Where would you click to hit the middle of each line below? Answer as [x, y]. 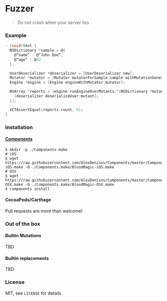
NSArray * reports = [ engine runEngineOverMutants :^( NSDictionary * [81, 92]
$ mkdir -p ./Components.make [37, 150]
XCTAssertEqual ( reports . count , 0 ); [46, 110]
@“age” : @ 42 [28, 60]
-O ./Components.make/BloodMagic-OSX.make [70, 184]
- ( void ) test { [21, 46]
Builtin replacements [27, 258]
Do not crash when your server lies [53, 22]
